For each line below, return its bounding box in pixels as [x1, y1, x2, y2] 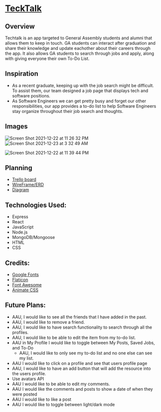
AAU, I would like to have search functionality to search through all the [12, 324, 152, 330]
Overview [5, 22, 35, 31]
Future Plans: [5, 301, 46, 309]
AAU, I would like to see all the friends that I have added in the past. [12, 314, 147, 320]
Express [12, 214, 29, 220]
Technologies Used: [5, 201, 67, 209]
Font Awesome [12, 282, 42, 288]
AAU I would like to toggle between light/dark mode [12, 401, 115, 407]
